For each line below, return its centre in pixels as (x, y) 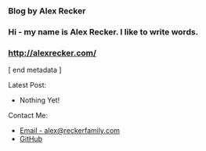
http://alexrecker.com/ (52, 52)
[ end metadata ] (35, 70)
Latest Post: (27, 85)
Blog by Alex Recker (47, 11)
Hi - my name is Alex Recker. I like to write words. (103, 31)
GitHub (31, 139)
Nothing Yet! (40, 100)
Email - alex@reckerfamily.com (69, 131)
